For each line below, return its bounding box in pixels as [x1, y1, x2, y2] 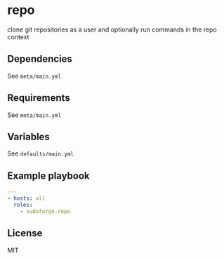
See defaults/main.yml [7, 149, 74, 158]
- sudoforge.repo [20, 207, 71, 215]
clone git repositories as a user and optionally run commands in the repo [7, 25, 217, 34]
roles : [13, 201, 33, 208]
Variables [7, 130, 51, 142]
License [7, 227, 43, 240]
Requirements [7, 92, 70, 104]
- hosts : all [7, 195, 46, 202]
